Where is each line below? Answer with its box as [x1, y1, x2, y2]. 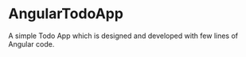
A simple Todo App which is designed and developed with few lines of [8, 31, 239, 40]
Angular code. [8, 39, 55, 48]
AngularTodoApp [8, 5, 123, 23]
